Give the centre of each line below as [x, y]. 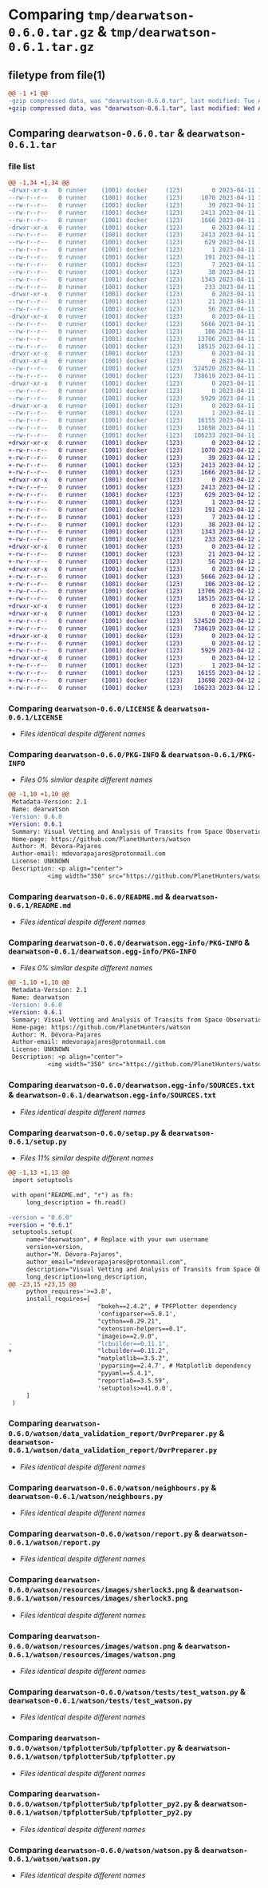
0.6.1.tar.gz [51, 48]
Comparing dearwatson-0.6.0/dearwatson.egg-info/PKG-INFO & [129, 942]
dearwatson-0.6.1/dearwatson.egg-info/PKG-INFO [102, 952]
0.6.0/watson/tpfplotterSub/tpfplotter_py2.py [100, 1804]
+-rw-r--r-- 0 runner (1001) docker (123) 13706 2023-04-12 [132, 591]
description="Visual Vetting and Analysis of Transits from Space [138, 1269]
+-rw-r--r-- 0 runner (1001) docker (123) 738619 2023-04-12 [132, 629]
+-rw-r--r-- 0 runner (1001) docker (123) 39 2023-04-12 [132, 458]
